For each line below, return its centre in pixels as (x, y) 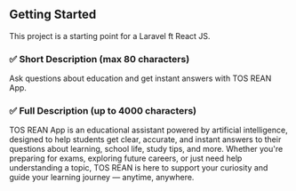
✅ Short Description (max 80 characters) (100, 59)
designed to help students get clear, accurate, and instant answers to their (145, 139)
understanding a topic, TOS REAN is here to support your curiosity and (139, 168)
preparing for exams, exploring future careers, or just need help (126, 158)
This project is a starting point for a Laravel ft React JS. (110, 36)
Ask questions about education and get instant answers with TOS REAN (140, 78)
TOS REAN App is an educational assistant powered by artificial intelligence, (148, 130)
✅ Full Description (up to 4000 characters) (103, 111)
